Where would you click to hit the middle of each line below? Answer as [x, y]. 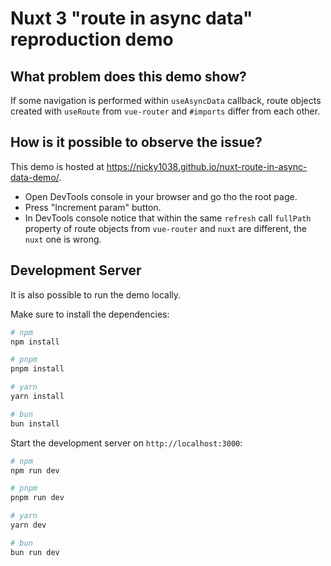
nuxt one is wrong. [63, 239]
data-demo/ [35, 177]
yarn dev [28, 525]
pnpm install [37, 369]
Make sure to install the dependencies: [90, 314]
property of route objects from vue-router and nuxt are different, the [165, 228]
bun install [35, 423]
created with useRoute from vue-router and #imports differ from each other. [165, 111]
